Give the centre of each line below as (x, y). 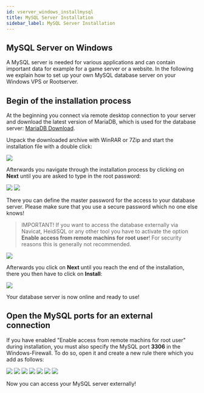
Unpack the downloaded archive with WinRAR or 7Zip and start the (90, 140)
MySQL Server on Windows (59, 48)
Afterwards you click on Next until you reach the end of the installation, (95, 267)
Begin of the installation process (69, 101)
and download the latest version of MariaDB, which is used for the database (101, 122)
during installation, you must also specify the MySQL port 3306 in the (93, 346)
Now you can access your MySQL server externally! (71, 383)
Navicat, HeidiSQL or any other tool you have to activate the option (104, 231)
